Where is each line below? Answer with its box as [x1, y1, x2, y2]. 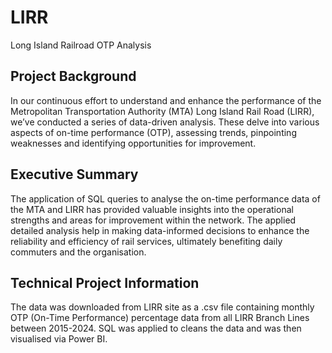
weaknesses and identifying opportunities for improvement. [10, 137, 257, 149]
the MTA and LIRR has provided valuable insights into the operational [10, 203, 294, 215]
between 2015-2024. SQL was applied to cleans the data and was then [10, 322, 302, 335]
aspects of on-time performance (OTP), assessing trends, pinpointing [10, 126, 297, 138]
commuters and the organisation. [10, 246, 147, 258]
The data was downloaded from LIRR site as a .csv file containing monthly [10, 301, 315, 313]
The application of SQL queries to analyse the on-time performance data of [10, 192, 321, 205]
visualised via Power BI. [10, 333, 108, 345]
